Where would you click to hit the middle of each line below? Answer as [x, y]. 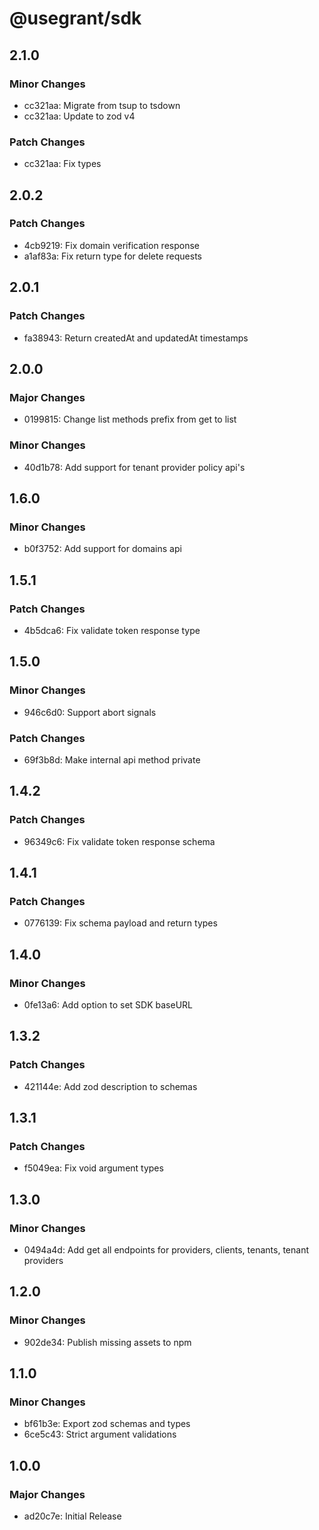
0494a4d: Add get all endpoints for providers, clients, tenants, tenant [166, 1250]
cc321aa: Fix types [62, 164]
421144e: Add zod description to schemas [110, 1086]
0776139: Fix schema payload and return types [120, 923]
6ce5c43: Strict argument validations [100, 1434]
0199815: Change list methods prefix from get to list [130, 419]
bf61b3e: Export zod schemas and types [107, 1424]
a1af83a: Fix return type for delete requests [113, 256]
